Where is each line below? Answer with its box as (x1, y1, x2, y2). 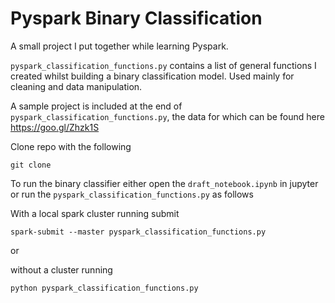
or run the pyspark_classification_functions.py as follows (10, 188, 254, 200)
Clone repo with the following (10, 140, 132, 152)
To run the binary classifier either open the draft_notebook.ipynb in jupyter (10, 177, 319, 189)
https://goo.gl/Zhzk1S (10, 121, 100, 133)
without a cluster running (10, 263, 113, 276)
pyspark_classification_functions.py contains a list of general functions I (10, 59, 317, 71)
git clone (10, 160, 52, 170)
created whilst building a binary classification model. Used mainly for (10, 70, 295, 82)
